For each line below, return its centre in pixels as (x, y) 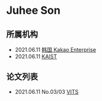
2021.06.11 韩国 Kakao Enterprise (55, 50)
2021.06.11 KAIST (36, 57)
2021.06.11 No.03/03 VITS (47, 91)
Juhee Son (34, 11)
